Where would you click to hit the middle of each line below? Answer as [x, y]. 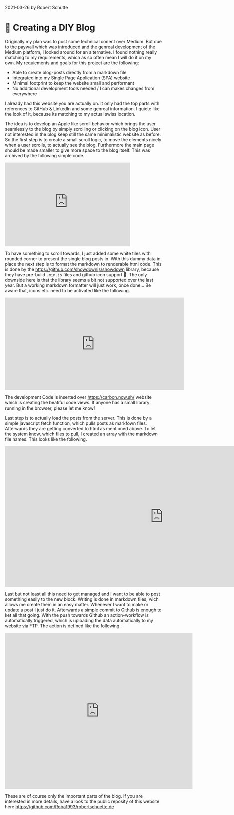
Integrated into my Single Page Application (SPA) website [71, 78]
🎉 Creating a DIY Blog [50, 28]
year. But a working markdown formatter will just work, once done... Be [78, 285]
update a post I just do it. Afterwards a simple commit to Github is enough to [83, 610]
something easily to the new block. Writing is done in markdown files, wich [82, 599]
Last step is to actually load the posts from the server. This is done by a [79, 418]
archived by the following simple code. [45, 155]
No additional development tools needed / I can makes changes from [83, 88]
